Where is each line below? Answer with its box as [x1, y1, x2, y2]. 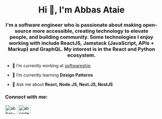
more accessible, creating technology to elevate [32, 28, 149, 34]
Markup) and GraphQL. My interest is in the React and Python [8, 46, 155, 53]
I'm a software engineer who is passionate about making [5, 22, 142, 29]
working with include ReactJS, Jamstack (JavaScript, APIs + [9, 40, 154, 46]
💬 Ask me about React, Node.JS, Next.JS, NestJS [12, 82, 113, 88]
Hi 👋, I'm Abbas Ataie [38, 4, 125, 15]
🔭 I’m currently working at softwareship [12, 63, 91, 69]
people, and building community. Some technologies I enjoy [9, 34, 154, 41]
